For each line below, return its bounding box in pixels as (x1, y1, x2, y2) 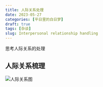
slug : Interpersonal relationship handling (5, 31, 98, 36)
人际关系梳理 (5, 62, 45, 70)
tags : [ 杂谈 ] (5, 26, 31, 31)
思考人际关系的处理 (5, 46, 45, 51)
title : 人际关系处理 (5, 7, 44, 13)
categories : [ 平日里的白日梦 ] (5, 17, 64, 22)
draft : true (5, 21, 30, 27)
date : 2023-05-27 (5, 12, 42, 17)
